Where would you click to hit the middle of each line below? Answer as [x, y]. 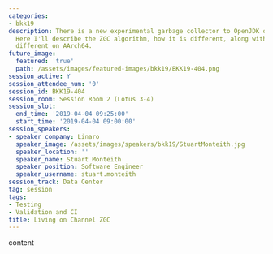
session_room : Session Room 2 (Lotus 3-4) [81, 99]
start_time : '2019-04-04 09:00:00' [76, 122]
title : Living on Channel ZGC [60, 220]
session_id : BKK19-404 [47, 91]
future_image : [32, 54]
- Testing [25, 204]
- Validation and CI [43, 212]
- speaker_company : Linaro [54, 136]
